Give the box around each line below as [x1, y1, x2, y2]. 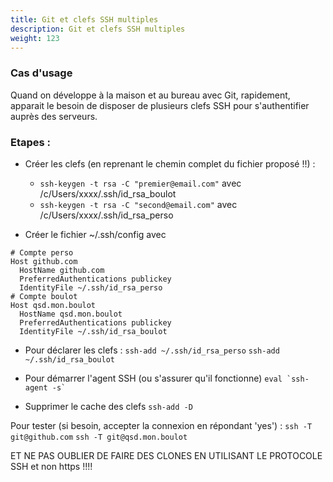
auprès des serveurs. [10, 110, 98, 122]
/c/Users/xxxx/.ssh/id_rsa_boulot [39, 187, 177, 200]
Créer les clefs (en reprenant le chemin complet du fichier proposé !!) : [24, 157, 316, 170]
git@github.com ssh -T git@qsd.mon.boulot [10, 432, 188, 442]
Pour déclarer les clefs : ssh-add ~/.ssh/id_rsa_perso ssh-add [24, 344, 280, 356]
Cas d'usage [10, 66, 73, 80]
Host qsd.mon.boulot [10, 300, 97, 310]
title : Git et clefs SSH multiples [10, 14, 159, 25]
